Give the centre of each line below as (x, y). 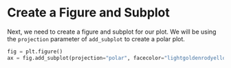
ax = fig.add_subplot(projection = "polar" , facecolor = (86, 58)
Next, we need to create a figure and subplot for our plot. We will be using (112, 32)
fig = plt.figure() (35, 52)
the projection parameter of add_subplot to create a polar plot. (96, 38)
